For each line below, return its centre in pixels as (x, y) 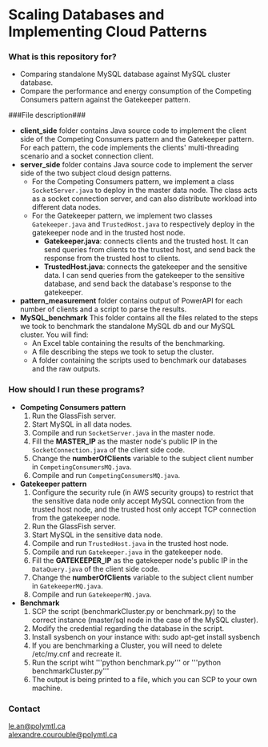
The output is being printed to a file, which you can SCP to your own (144, 679)
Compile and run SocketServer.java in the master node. (124, 432)
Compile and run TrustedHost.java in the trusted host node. (130, 543)
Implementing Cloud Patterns (108, 32)
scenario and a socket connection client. (87, 156)
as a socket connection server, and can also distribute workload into (144, 199)
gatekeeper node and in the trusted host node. (108, 233)
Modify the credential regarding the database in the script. (128, 628)
